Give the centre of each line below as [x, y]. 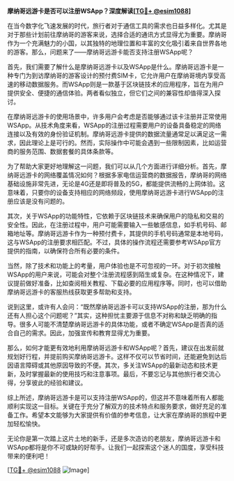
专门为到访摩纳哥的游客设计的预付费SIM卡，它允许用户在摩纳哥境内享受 [116, 75]
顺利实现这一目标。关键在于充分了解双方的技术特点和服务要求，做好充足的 [114, 406]
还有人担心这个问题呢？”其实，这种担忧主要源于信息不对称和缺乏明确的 [109, 316]
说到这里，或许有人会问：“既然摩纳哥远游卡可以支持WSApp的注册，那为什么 [117, 307]
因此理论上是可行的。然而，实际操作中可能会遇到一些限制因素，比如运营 [123, 143]
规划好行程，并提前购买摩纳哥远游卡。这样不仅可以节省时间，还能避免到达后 [117, 356]
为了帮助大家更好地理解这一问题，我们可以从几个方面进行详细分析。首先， [114, 166]
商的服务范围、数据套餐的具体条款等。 [62, 151]
